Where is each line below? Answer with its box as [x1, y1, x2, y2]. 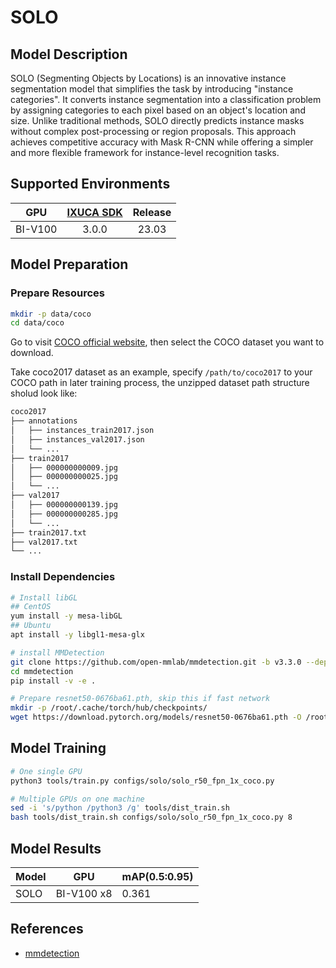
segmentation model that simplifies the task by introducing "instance [10, 83, 294, 95]
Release [132, 205, 172, 219]
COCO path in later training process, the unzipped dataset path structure [10, 377, 310, 389]
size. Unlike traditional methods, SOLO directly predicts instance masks [10, 115, 305, 126]
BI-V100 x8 [55, 887, 113, 901]
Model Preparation [10, 256, 129, 273]
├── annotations [10, 416, 78, 426]
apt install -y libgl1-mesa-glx [10, 630, 145, 640]
